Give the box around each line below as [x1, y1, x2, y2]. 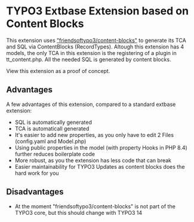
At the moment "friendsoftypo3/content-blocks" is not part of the [14, 202, 176, 210]
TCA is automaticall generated [14, 124, 90, 132]
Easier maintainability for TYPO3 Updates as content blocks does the [14, 163, 185, 170]
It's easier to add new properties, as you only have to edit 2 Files [14, 131, 174, 138]
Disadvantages [6, 187, 64, 197]
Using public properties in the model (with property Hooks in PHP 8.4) [14, 144, 188, 151]
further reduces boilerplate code [14, 150, 96, 157]
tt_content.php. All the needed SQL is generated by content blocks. [6, 56, 171, 63]
